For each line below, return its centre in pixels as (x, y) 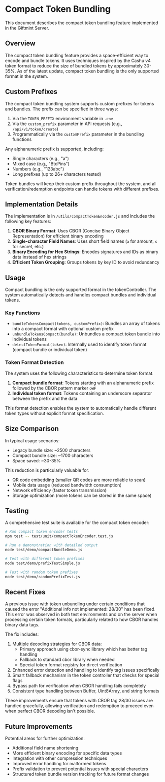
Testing (17, 511)
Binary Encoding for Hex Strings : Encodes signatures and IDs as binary (85, 252)
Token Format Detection (34, 362)
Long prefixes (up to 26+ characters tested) (57, 174)
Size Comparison (32, 429)
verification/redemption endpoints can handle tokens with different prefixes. (82, 189)
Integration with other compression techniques (60, 758)
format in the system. (27, 76)
